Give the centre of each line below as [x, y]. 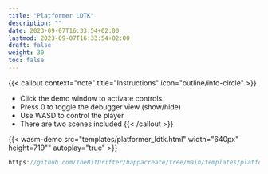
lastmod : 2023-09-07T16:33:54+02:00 [69, 38]
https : [19, 162]
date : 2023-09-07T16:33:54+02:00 [64, 30]
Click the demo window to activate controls [91, 98]
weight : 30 [26, 53]
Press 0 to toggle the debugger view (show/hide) [100, 107]
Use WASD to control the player [72, 115]
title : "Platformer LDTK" [51, 16]
